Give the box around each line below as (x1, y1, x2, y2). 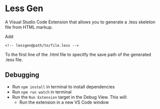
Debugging (5, 71, 40, 79)
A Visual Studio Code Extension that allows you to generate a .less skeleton (5, 19, 156, 25)
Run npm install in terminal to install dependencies (12, 84, 115, 90)
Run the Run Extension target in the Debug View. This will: (12, 94, 128, 100)
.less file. (5, 56, 23, 62)
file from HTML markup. (5, 24, 53, 30)
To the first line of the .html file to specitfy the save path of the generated (5, 52, 151, 57)
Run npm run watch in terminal (12, 89, 72, 95)
